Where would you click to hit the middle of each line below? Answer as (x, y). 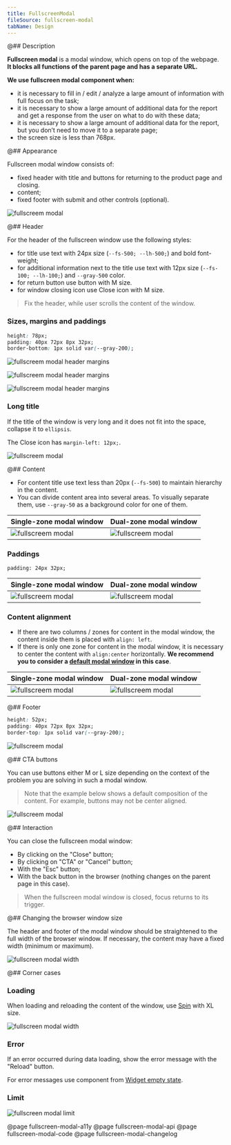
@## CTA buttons (32, 759)
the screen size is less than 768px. (66, 138)
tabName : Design (30, 26)
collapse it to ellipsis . (40, 428)
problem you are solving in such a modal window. (77, 780)
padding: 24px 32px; (37, 568)
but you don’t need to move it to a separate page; (87, 130)
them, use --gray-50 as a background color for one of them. (102, 504)
